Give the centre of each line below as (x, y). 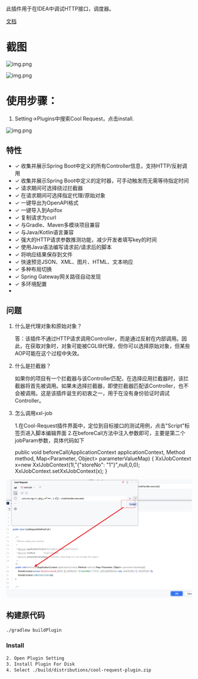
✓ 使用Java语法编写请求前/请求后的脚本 (63, 247)
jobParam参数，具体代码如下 (49, 440)
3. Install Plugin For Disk (41, 664)
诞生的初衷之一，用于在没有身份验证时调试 (118, 393)
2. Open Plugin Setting (35, 658)
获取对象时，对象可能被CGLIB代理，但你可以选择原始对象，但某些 (110, 346)
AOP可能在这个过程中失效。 (48, 353)
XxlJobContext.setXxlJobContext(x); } (61, 471)
